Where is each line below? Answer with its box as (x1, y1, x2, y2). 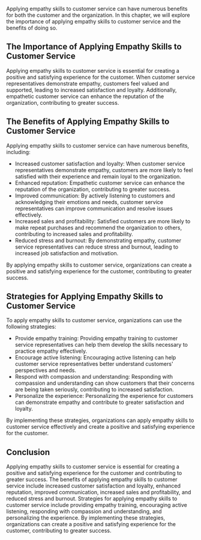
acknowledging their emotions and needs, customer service (14, 198, 164, 205)
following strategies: (6, 323, 56, 331)
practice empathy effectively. (14, 347, 88, 355)
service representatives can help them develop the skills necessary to (14, 341, 188, 349)
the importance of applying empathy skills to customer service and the (6, 18, 181, 25)
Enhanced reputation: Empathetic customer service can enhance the (14, 179, 185, 186)
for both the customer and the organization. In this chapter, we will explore (6, 11, 190, 19)
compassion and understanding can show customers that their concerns (14, 379, 195, 387)
